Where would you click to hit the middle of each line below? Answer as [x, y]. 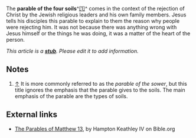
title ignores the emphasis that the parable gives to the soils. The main [100, 90]
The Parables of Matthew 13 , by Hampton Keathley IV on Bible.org [95, 129]
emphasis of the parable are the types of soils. [71, 96]
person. [16, 40]
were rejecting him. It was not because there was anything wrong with [92, 27]
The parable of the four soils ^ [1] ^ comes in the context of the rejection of [95, 9]
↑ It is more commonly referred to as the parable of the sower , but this [101, 83]
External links [32, 115]
